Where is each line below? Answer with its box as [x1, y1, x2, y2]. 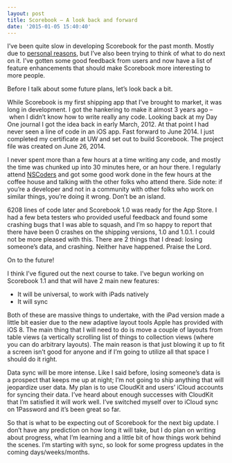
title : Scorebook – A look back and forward [7, 17, 138, 24]
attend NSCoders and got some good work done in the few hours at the [7, 170, 212, 179]
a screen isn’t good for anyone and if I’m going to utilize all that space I [7, 347, 209, 356]
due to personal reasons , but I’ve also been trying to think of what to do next [7, 49, 226, 57]
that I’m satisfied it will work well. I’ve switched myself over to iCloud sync [7, 398, 219, 406]
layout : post [7, 10, 45, 17]
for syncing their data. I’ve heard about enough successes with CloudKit [7, 390, 213, 399]
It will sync [17, 298, 48, 306]
